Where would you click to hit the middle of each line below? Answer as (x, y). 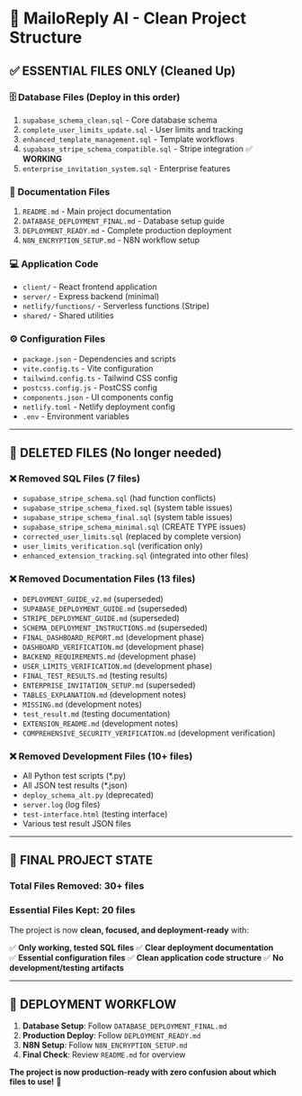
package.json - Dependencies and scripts (99, 359)
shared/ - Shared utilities (68, 315)
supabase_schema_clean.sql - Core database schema (120, 120)
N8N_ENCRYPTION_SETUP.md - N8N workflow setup (111, 240)
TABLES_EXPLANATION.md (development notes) (104, 694)
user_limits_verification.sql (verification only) (113, 546)
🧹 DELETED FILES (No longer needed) (115, 453)
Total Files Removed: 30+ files (77, 886)
